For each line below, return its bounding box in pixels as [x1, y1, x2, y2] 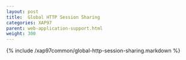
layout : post [6, 8, 39, 15]
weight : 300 [6, 31, 36, 37]
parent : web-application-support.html [6, 25, 103, 31]
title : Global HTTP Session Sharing [6, 14, 100, 20]
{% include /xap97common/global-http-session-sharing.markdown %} [6, 47, 181, 54]
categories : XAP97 [6, 20, 52, 26]
